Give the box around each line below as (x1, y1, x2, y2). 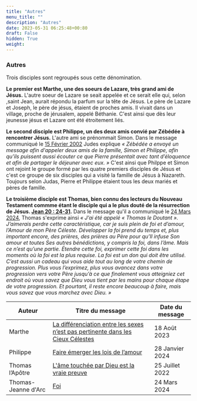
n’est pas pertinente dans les (52, 328, 132, 336)
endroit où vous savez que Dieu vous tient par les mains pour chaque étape (6, 277, 189, 284)
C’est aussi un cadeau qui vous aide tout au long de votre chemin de (6, 258, 173, 265)
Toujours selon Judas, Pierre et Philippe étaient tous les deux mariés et (6, 178, 178, 185)
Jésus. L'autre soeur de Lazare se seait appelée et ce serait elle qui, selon (6, 92, 186, 99)
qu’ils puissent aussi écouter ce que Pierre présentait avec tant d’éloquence (6, 153, 191, 160)
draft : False (6, 31, 38, 36)
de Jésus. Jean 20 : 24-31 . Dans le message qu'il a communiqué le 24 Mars (6, 208, 191, 215)
